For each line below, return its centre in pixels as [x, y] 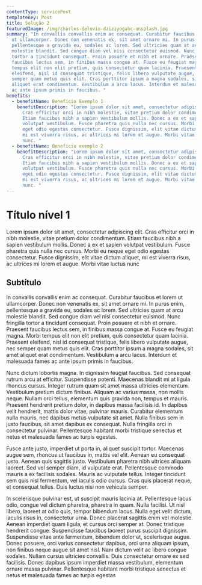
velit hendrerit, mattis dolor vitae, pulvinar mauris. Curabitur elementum [95, 411]
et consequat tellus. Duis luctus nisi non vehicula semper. [77, 487]
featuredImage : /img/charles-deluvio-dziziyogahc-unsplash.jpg [87, 29]
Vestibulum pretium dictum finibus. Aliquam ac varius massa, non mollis [95, 392]
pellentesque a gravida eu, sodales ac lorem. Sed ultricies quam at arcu [95, 310]
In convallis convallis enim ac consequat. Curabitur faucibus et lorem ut [95, 297]
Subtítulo [24, 283]
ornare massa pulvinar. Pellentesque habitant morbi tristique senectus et [96, 569]
